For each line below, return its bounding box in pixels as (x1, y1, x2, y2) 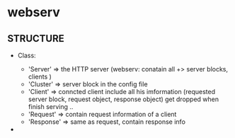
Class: (17, 51, 37, 59)
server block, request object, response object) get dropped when (28, 95, 219, 103)
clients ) (28, 72, 52, 81)
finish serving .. (28, 103, 74, 110)
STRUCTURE (7, 33, 65, 45)
